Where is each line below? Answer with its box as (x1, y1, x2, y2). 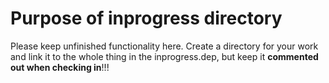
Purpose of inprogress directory (10, 7, 283, 30)
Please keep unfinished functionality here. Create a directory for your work (10, 40, 319, 52)
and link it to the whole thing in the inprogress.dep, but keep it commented (10, 50, 319, 62)
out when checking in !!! (10, 61, 110, 73)
